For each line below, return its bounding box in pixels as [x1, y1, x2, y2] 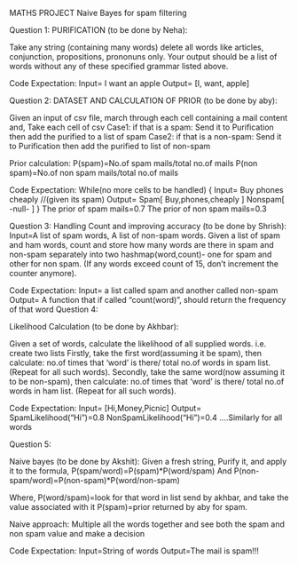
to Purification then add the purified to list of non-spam [9, 141, 211, 151]
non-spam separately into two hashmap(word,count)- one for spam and [9, 249, 272, 259]
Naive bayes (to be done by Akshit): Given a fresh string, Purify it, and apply [9, 457, 287, 466]
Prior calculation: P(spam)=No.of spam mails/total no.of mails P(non [9, 158, 258, 168]
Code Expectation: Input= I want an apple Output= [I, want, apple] [9, 78, 250, 88]
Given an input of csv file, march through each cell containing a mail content [9, 113, 288, 123]
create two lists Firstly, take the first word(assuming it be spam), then [9, 348, 263, 358]
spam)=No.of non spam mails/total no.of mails [9, 168, 179, 178]
